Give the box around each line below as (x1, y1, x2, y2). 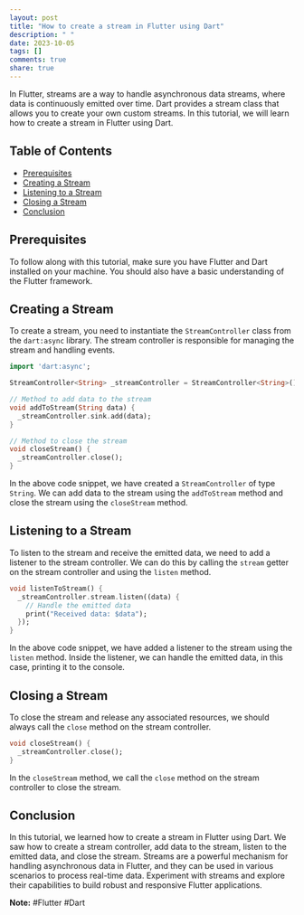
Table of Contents (9, 144, 113, 159)
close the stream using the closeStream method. (9, 497, 188, 508)
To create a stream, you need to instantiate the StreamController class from (9, 325, 291, 336)
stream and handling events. (9, 344, 116, 355)
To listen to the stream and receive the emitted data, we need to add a (9, 547, 271, 558)
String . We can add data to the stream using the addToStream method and (9, 487, 283, 498)
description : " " (9, 30, 75, 39)
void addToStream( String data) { (9, 403, 136, 412)
